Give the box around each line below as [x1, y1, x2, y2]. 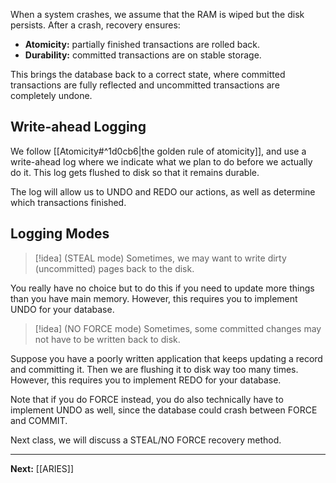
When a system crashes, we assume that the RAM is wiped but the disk [10, 9, 305, 20]
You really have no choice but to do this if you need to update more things [10, 282, 315, 294]
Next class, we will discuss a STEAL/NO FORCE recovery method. [10, 434, 282, 446]
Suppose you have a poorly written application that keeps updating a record [10, 352, 323, 364]
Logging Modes [10, 225, 110, 243]
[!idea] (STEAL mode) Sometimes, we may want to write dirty [34, 252, 287, 264]
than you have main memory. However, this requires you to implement [10, 292, 298, 304]
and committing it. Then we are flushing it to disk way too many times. [10, 363, 299, 375]
